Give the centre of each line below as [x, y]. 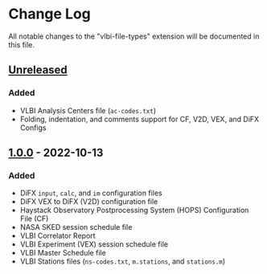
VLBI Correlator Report [58, 236]
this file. [21, 44]
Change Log [49, 14]
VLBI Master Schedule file [63, 253]
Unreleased [38, 70]
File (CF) [34, 219]
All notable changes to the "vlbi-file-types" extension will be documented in [134, 36]
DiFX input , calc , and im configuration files [91, 193]
